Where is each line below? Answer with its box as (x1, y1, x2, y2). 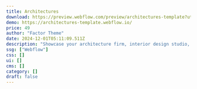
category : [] (6, 69, 38, 74)
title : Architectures (6, 8, 59, 15)
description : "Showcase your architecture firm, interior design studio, (6, 42, 191, 47)
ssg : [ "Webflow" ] (6, 47, 49, 53)
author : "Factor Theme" (6, 30, 64, 36)
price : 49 (6, 25, 30, 31)
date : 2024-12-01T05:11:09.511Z (6, 36, 85, 42)
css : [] (6, 52, 25, 58)
